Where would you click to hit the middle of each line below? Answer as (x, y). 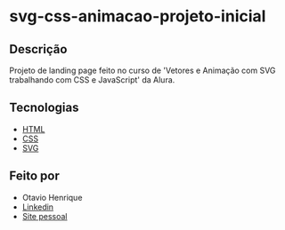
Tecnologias (44, 108)
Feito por (34, 176)
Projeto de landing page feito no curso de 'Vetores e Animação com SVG (142, 70)
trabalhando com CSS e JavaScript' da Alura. (92, 80)
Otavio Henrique (52, 197)
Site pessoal (45, 216)
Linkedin (38, 207)
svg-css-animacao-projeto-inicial (138, 16)
